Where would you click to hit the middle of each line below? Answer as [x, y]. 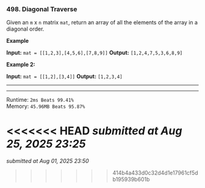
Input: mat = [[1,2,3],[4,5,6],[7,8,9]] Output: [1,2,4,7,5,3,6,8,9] [95, 53]
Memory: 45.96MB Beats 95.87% [46, 107]
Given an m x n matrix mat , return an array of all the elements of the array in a [102, 23]
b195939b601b [131, 179]
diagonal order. [25, 29]
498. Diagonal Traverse [42, 9]
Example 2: [21, 65]
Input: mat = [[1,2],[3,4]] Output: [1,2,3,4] [65, 77]
